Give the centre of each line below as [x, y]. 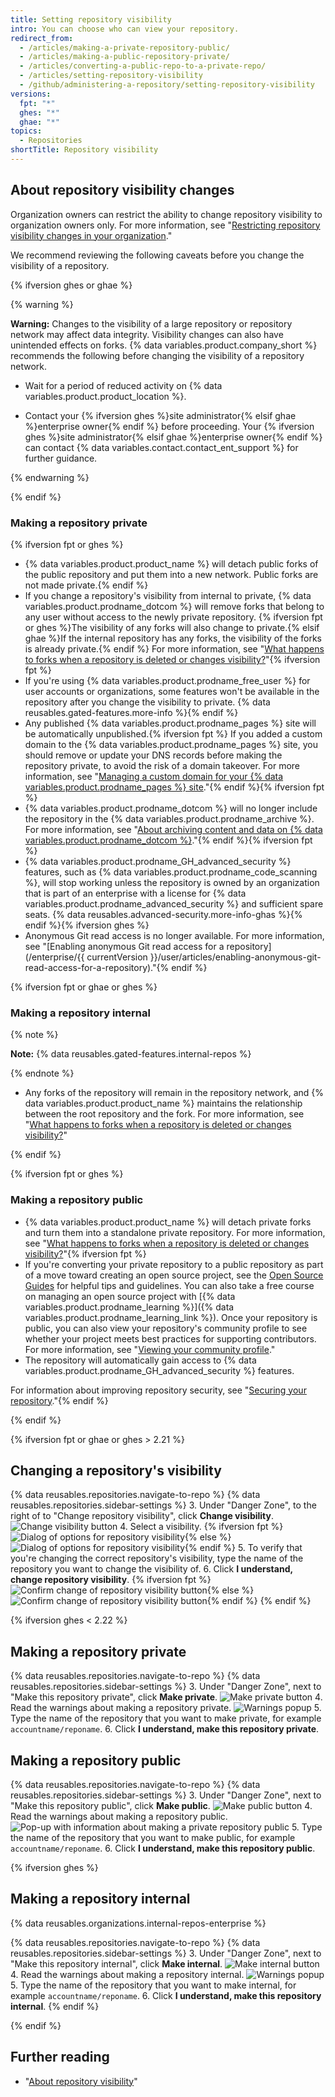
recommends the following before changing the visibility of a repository [157, 355]
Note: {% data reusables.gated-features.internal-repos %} [131, 1054]
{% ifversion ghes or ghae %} [71, 285]
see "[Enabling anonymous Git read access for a [124, 946]
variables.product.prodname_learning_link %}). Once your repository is [171, 1317]
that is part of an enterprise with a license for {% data [135, 893]
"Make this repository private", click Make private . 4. [166, 1697]
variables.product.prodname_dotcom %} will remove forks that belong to [174, 606]
